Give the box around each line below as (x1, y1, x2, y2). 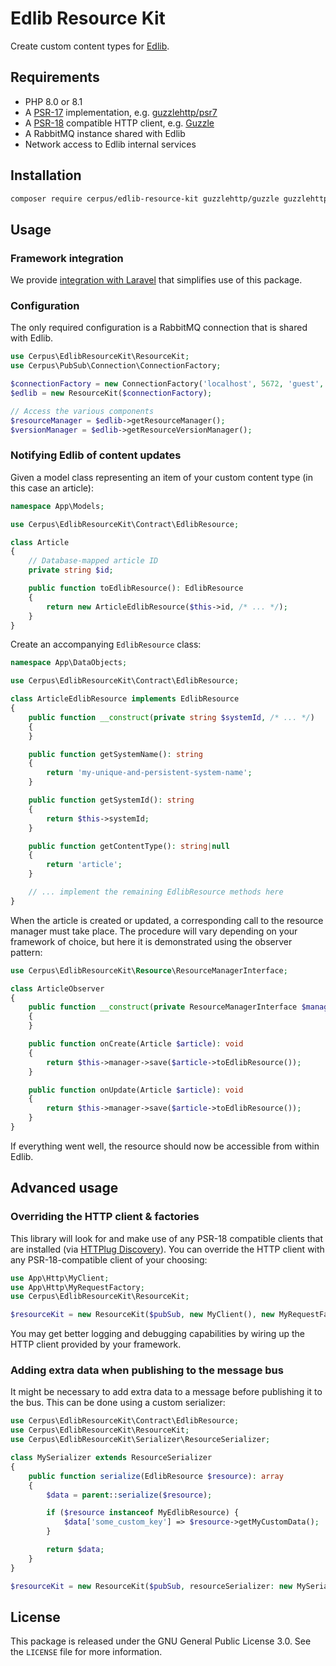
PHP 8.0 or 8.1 (24, 95, 83, 107)
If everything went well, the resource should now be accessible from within (10, 1140, 320, 1152)
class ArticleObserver (10, 983, 105, 994)
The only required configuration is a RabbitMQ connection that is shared (10, 322, 308, 334)
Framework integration (10, 251, 124, 265)
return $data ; (46, 1545, 105, 1555)
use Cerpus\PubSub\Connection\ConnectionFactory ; (10, 361, 222, 371)
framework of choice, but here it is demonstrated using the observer (10, 935, 293, 947)
